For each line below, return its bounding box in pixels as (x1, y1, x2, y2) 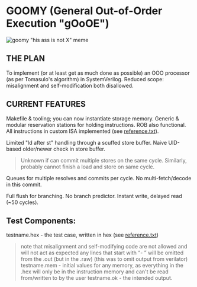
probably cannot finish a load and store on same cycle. (20, 163, 155, 170)
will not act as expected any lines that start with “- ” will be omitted (20, 249, 184, 256)
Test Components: (6, 215, 76, 226)
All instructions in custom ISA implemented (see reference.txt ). (6, 127, 159, 135)
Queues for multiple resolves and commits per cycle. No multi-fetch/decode (6, 174, 192, 181)
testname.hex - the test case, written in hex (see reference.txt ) (6, 231, 159, 238)
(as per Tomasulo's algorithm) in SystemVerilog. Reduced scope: (6, 75, 164, 82)
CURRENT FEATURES (6, 99, 86, 109)
